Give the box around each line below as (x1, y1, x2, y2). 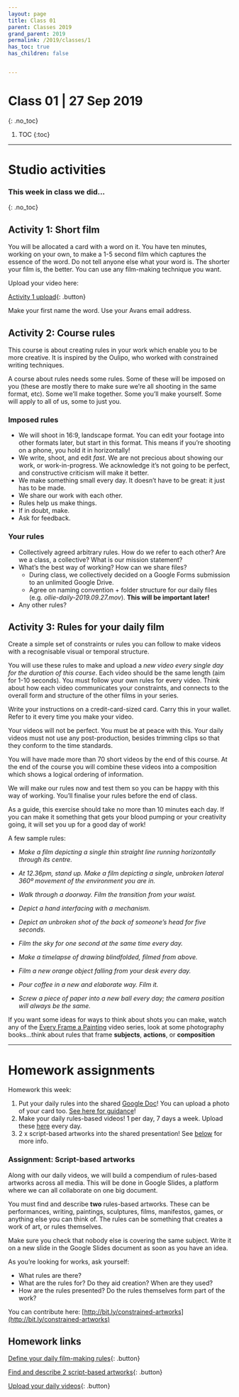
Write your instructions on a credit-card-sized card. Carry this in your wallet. (8, 705, 231, 714)
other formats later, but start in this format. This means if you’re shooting (18, 438, 231, 447)
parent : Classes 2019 (8, 23, 72, 31)
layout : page (8, 10, 47, 18)
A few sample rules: (8, 834, 66, 843)
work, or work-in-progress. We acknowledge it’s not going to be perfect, (18, 461, 230, 470)
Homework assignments (8, 1062, 155, 1078)
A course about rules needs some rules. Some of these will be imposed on (8, 374, 226, 383)
